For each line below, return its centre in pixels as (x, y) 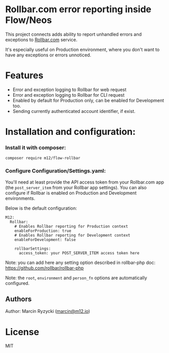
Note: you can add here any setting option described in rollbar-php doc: (80, 262)
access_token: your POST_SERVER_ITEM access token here (79, 253)
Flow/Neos (29, 20)
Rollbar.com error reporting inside (78, 9)
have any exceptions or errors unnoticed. (48, 55)
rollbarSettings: (33, 248)
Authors (19, 299)
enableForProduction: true (43, 231)
